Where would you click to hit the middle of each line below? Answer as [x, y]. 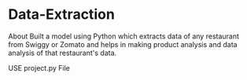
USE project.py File [39, 67]
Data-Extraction [62, 15]
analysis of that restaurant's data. [63, 53]
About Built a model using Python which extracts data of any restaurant [124, 36]
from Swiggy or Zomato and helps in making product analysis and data [123, 44]
